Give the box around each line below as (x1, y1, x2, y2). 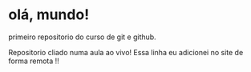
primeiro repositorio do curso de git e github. (8, 32, 156, 42)
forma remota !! (8, 56, 60, 66)
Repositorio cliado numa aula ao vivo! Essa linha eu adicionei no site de (8, 47, 244, 57)
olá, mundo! (8, 6, 90, 24)
